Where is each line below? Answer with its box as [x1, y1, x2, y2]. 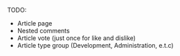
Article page [17, 19, 53, 27]
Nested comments [17, 27, 71, 35]
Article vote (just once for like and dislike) [17, 34, 136, 42]
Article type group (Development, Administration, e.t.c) [17, 41, 174, 49]
